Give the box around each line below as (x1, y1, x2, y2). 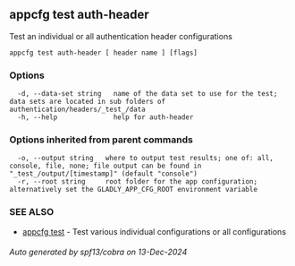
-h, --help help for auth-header (17, 113, 194, 122)
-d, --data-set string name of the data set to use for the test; (17, 90, 278, 99)
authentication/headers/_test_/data (9, 105, 146, 115)
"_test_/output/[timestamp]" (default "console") (9, 169, 198, 178)
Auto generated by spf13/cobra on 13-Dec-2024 (9, 246, 188, 258)
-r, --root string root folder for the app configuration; (17, 177, 257, 186)
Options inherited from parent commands (9, 133, 194, 146)
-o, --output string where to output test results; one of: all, (17, 154, 274, 163)
